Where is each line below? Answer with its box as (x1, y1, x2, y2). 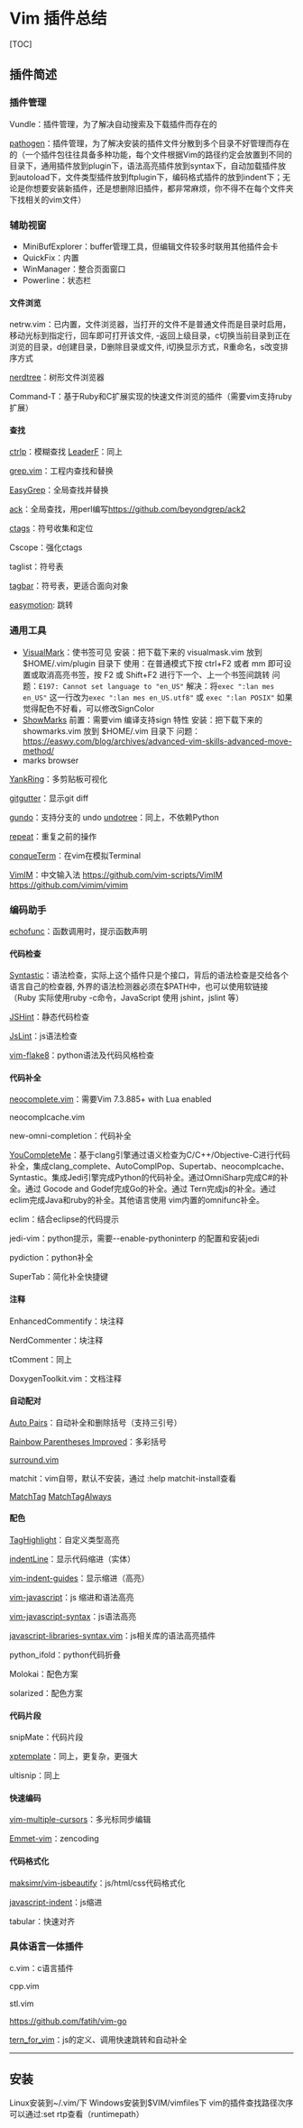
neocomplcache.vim (9, 1112, 86, 1123)
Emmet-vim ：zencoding (9, 1833, 99, 1844)
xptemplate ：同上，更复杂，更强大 (9, 1751, 138, 1762)
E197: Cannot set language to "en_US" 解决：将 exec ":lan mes (38, 680, 275, 691)
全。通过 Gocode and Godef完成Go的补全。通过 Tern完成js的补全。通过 (9, 1183, 277, 1195)
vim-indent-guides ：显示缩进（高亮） (9, 1573, 150, 1583)
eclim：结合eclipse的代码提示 (9, 1214, 120, 1225)
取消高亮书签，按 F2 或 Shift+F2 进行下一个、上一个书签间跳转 (38, 669, 271, 680)
